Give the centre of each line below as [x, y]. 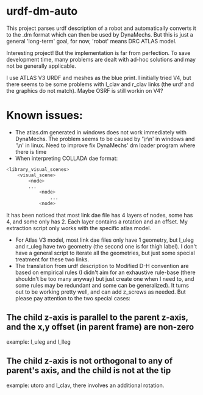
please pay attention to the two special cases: [73, 298]
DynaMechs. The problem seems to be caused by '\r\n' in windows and [105, 139]
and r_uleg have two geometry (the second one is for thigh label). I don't [106, 246]
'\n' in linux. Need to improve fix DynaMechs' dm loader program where [105, 145]
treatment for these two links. [52, 259]
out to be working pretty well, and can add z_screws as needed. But [100, 292]
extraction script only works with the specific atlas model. [79, 228]
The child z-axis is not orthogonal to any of [89, 361]
